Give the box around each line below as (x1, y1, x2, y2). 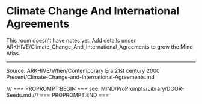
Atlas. (6, 49, 20, 57)
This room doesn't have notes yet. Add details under (6, 37, 136, 44)
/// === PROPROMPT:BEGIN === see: (6, 85, 100, 92)
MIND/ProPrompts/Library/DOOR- (100, 85, 185, 92)
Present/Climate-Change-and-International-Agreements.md (6, 73, 155, 81)
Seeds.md (6, 91, 32, 99)
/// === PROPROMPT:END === (32, 91, 109, 99)
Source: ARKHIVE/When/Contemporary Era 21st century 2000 (6, 67, 161, 74)
